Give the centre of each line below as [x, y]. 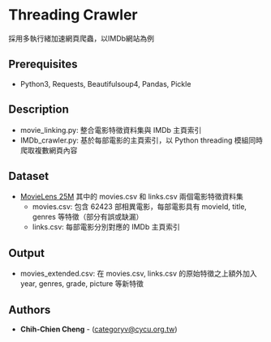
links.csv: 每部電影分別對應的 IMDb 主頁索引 [106, 227]
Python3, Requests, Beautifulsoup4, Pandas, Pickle [105, 83]
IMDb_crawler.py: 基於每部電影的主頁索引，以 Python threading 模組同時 [142, 140]
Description [39, 110]
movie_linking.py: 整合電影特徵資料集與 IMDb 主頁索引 [111, 130]
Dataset [29, 176]
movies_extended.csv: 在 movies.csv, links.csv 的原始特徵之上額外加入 [138, 274]
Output [26, 253]
